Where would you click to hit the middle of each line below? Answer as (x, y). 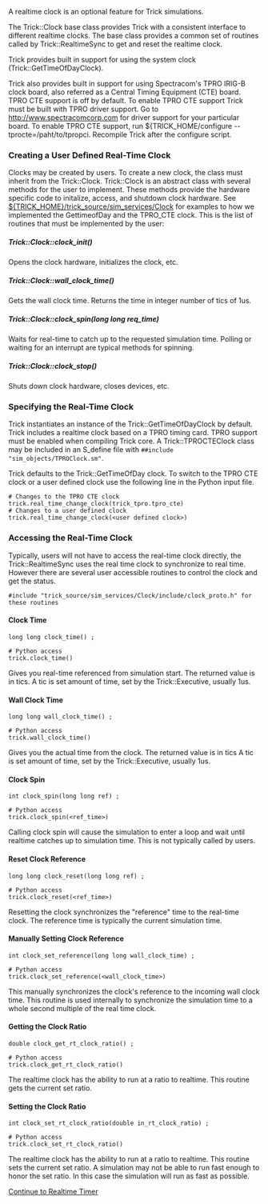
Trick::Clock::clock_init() (51, 242)
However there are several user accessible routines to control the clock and (133, 572)
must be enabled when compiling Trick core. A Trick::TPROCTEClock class (131, 441)
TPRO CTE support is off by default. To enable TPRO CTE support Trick (126, 100)
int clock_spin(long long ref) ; (64, 796)
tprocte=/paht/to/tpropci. (50, 134)
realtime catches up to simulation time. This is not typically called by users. (132, 841)
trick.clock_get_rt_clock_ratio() (66, 1064)
